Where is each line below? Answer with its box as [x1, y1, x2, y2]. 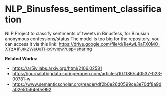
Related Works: [5, 55, 38, 61]
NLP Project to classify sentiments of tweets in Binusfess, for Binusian [5, 30, 149, 36]
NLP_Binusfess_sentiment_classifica [5, 3, 162, 15]
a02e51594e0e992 [12, 86, 52, 92]
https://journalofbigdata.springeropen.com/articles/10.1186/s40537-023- [12, 70, 162, 76]
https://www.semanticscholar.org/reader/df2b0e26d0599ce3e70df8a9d [12, 81, 162, 87]
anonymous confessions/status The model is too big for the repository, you [5, 36, 160, 42]
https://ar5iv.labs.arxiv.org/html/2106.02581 [12, 65, 102, 71]
